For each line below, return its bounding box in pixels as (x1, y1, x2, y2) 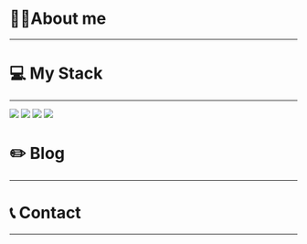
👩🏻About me (9, 8, 107, 29)
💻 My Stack (9, 63, 103, 84)
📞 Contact (9, 203, 82, 223)
